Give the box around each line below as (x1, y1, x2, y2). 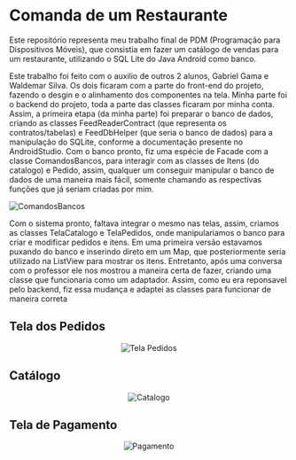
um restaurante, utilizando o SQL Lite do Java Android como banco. (9, 53, 257, 64)
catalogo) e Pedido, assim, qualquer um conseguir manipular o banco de (9, 165, 275, 175)
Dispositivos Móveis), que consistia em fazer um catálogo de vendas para (9, 43, 279, 54)
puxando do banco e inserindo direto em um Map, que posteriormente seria (9, 246, 286, 257)
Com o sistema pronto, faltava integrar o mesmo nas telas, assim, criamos (9, 218, 279, 229)
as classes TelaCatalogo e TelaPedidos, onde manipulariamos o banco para (9, 227, 285, 238)
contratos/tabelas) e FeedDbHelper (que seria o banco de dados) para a (9, 127, 273, 137)
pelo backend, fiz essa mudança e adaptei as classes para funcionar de (9, 284, 272, 294)
